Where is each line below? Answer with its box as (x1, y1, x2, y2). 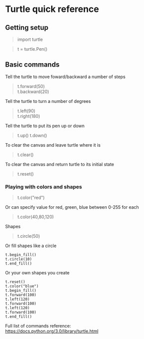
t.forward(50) (17, 83, 45, 89)
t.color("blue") (5, 284, 39, 289)
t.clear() (17, 152, 34, 158)
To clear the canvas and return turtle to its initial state (5, 161, 114, 167)
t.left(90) (17, 108, 36, 114)
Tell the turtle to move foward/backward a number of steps (5, 74, 126, 80)
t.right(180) (17, 113, 41, 119)
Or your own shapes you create (5, 270, 70, 276)
